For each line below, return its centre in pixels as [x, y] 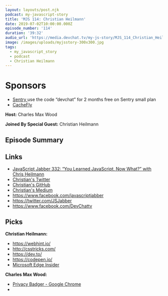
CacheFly [22, 105]
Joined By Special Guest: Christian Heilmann [52, 124]
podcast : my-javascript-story [37, 14]
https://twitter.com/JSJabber [42, 201]
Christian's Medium [32, 190]
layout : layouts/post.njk [32, 10]
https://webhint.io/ [31, 243]
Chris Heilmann [28, 174]
